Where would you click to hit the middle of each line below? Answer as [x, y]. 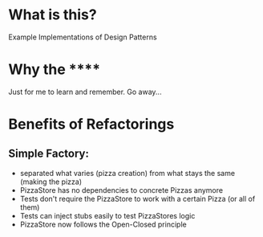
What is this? [53, 15]
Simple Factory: [49, 154]
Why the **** [55, 69]
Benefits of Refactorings [91, 124]
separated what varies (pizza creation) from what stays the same [127, 173]
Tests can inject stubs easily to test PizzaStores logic [107, 215]
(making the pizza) [51, 182]
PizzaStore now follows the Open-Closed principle [103, 224]
